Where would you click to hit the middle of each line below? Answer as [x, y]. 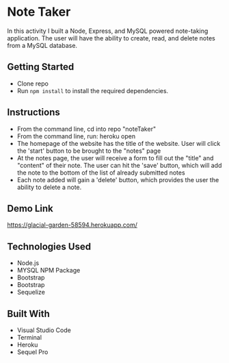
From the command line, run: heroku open [76, 136]
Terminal [29, 337]
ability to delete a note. [49, 187]
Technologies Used [49, 246]
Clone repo [33, 84]
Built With [28, 313]
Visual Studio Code [44, 330]
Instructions [33, 113]
